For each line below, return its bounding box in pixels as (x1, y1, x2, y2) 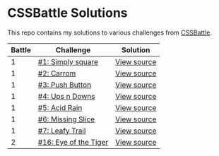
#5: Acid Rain (37, 102, 83, 112)
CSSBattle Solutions (7, 5, 128, 21)
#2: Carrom (37, 68, 76, 78)
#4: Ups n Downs (37, 91, 95, 101)
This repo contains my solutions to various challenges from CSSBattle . (7, 28, 213, 37)
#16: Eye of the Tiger (37, 137, 109, 147)
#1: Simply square (37, 56, 99, 66)
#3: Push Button (37, 80, 92, 90)
